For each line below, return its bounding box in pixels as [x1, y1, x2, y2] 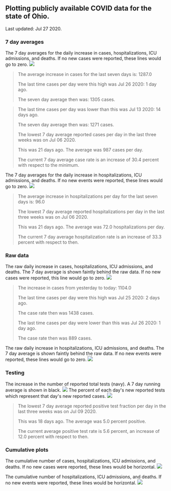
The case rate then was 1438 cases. [17, 310, 94, 316]
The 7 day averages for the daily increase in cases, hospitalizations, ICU [5, 50, 157, 56]
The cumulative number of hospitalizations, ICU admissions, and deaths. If [5, 474, 162, 480]
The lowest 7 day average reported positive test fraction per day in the [17, 403, 166, 409]
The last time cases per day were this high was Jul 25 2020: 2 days [17, 295, 160, 301]
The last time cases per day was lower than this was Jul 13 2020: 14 [17, 107, 161, 113]
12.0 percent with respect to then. [17, 433, 89, 440]
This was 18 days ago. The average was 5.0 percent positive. [17, 418, 146, 424]
